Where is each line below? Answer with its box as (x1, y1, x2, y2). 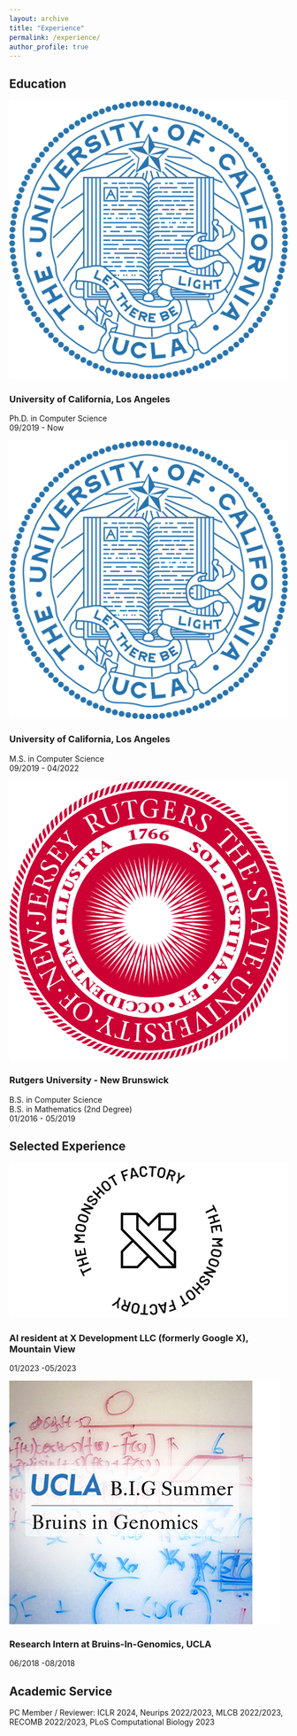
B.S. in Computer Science (9, 1094, 103, 1104)
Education (9, 76, 67, 91)
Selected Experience (9, 1139, 126, 1154)
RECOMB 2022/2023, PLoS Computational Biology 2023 (9, 1717, 215, 1727)
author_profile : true (9, 43, 89, 51)
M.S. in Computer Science (9, 753, 104, 763)
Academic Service (9, 1684, 113, 1699)
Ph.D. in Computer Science (9, 413, 108, 424)
